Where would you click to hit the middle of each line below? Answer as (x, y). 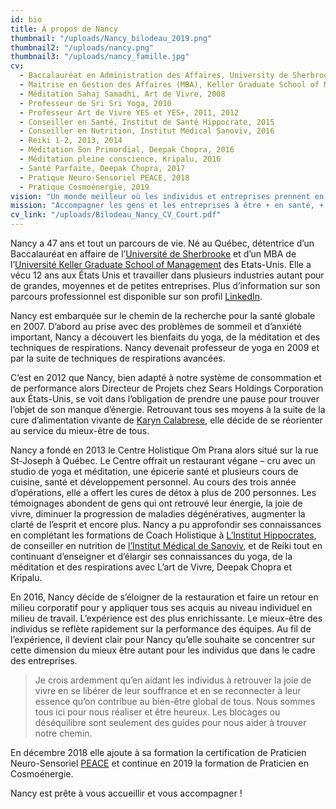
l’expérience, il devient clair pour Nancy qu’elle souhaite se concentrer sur (163, 639)
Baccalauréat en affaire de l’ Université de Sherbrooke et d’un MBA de (153, 254)
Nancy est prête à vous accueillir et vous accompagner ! (126, 793)
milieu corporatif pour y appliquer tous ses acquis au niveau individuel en (161, 607)
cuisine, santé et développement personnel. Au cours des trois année (153, 482)
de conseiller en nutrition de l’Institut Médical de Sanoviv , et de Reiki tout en (166, 545)
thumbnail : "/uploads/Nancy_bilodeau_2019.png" (111, 38)
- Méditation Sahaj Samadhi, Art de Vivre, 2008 (122, 94)
